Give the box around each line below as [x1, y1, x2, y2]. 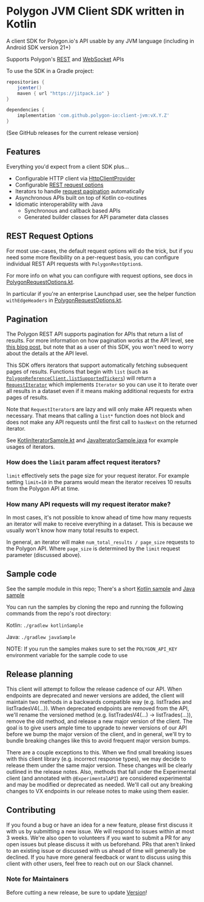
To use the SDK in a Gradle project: [6, 67, 94, 74]
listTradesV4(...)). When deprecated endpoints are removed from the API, [6, 705, 189, 712]
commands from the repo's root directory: [6, 609, 111, 617]
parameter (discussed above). [6, 552, 82, 559]
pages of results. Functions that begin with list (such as [6, 367, 149, 375]
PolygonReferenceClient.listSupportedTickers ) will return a [6, 374, 157, 381]
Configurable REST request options [15, 181, 104, 188]
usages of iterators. [6, 443, 55, 450]
